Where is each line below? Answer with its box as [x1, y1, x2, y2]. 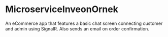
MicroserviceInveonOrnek [5, 4, 118, 15]
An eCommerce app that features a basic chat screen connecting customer [5, 20, 163, 26]
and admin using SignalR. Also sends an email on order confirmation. [5, 25, 150, 31]
